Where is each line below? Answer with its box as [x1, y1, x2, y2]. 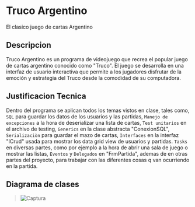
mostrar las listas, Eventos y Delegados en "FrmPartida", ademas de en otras [6, 150, 188, 157]
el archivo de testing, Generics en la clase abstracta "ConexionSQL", [6, 125, 170, 132]
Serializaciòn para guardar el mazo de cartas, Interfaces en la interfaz [6, 131, 179, 138]
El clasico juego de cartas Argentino [6, 23, 93, 30]
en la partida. [6, 162, 38, 170]
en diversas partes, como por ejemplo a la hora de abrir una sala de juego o [6, 144, 188, 151]
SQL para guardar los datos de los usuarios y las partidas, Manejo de [6, 113, 168, 120]
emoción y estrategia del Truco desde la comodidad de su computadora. [6, 74, 181, 81]
